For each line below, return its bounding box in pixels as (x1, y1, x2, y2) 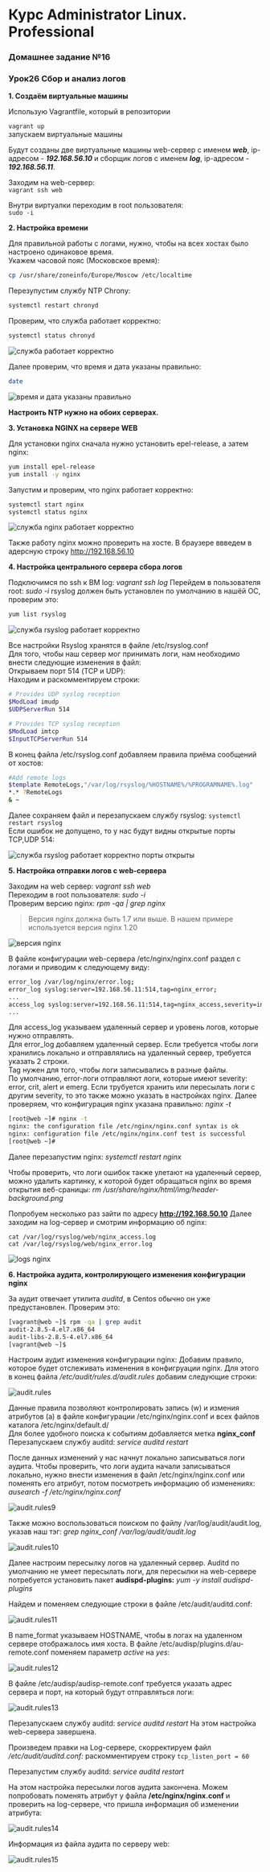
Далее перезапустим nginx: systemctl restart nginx (8, 1152, 182, 1161)
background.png (8, 1193, 64, 1202)
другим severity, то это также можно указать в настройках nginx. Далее (8, 1091, 257, 1100)
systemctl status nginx (8, 508, 88, 516)
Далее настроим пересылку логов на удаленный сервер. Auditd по (8, 1558, 239, 1568)
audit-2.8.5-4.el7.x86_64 (8, 1326, 95, 1334)
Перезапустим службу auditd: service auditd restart (8, 1767, 185, 1776)
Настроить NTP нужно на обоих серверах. (8, 407, 159, 417)
